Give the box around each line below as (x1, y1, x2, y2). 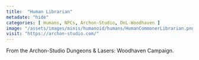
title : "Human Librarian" (6, 8, 73, 15)
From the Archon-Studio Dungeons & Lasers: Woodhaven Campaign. (6, 47, 174, 54)
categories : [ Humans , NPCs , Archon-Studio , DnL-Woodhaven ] (6, 20, 161, 26)
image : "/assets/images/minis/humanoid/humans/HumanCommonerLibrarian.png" (6, 25, 197, 31)
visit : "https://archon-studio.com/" (6, 31, 99, 37)
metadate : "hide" (6, 14, 49, 20)
